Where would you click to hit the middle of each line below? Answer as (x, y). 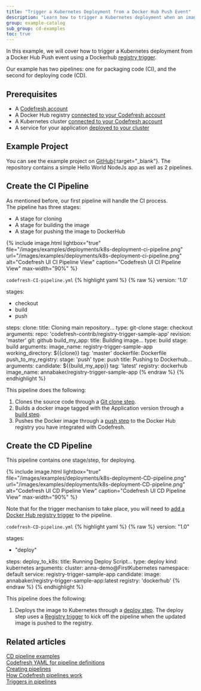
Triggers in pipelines (31, 682)
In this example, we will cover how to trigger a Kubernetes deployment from (100, 51)
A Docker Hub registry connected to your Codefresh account (90, 115)
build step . (28, 414)
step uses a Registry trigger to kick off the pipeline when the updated (100, 617)
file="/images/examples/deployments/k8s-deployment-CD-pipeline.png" (96, 478)
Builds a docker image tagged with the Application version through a (99, 408)
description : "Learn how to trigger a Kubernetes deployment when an (95, 17)
